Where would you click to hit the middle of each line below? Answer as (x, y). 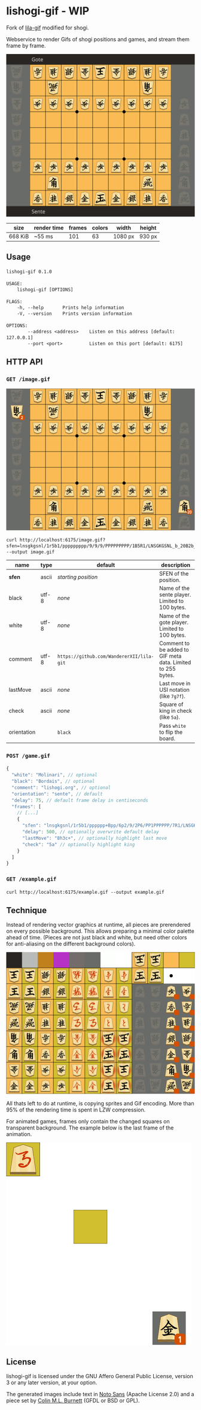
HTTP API (25, 362)
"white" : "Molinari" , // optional (54, 775)
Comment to (175, 643)
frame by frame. (26, 46)
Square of (171, 704)
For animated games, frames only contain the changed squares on (88, 1122)
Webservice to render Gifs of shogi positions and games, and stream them (98, 39)
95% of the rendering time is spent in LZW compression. (76, 1110)
